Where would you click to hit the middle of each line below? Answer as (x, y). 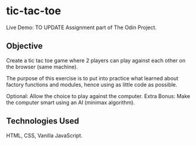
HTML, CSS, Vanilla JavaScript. (45, 135)
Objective (25, 46)
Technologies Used (42, 121)
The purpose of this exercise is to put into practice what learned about (92, 78)
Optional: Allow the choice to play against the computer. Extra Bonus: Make (98, 96)
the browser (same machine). (42, 67)
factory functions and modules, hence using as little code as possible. (92, 84)
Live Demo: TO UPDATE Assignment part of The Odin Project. (81, 27)
